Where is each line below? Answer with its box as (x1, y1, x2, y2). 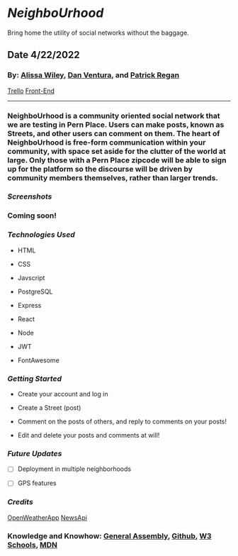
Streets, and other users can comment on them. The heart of (7, 128, 220, 138)
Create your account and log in (17, 389, 108, 398)
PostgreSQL (17, 287, 53, 296)
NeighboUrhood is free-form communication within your (7, 137, 206, 147)
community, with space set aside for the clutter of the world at (7, 146, 227, 156)
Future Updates (7, 448, 62, 458)
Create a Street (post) (17, 403, 81, 412)
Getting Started (7, 374, 62, 384)
